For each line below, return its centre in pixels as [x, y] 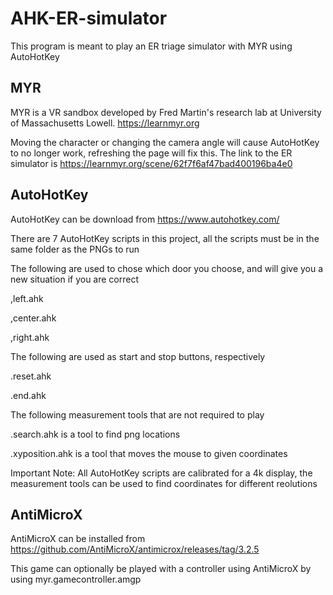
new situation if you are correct [75, 279]
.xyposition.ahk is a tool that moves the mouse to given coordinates [149, 453]
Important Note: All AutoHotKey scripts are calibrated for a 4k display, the [161, 473]
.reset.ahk [31, 376]
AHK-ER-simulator [89, 18]
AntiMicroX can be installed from [78, 539]
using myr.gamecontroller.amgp [76, 579]
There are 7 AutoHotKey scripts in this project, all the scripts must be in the [165, 238]
